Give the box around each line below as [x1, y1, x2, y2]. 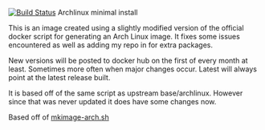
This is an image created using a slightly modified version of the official [8, 23, 244, 32]
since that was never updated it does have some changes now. [8, 97, 217, 106]
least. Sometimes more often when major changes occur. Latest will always [8, 64, 257, 74]
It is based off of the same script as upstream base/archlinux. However [8, 88, 243, 98]
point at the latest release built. [8, 73, 111, 82]
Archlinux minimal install [57, 8, 138, 17]
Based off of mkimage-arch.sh [8, 112, 110, 122]
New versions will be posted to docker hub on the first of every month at [8, 56, 248, 65]
